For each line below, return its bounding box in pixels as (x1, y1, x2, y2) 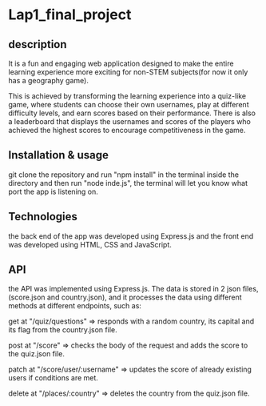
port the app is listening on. (8, 187, 98, 196)
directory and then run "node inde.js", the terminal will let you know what (8, 178, 248, 187)
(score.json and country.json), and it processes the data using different (8, 292, 242, 302)
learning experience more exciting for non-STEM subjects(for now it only (8, 67, 248, 77)
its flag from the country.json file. (8, 325, 117, 335)
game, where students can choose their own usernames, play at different (8, 100, 249, 109)
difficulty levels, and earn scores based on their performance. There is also (8, 108, 256, 118)
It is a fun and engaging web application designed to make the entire (8, 58, 234, 68)
